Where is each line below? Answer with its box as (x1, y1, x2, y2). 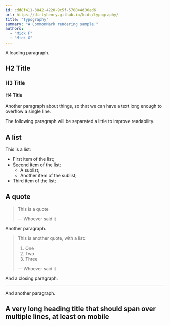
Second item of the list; (12, 161, 61, 168)
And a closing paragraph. (5, 275, 58, 281)
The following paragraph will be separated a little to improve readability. (5, 118, 155, 125)
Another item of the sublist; (20, 173, 77, 179)
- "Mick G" (10, 36, 33, 41)
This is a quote (17, 206, 49, 212)
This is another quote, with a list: (17, 235, 86, 241)
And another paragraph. (5, 290, 56, 296)
